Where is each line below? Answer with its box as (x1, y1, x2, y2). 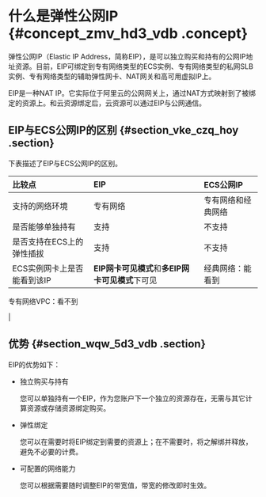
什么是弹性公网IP (8, 7, 119, 25)
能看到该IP (12, 275, 51, 286)
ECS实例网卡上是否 (12, 263, 84, 274)
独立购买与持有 (19, 377, 69, 386)
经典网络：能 (203, 263, 252, 274)
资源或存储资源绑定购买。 (26, 403, 111, 412)
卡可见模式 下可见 (93, 275, 158, 286)
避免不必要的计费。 (19, 446, 83, 456)
